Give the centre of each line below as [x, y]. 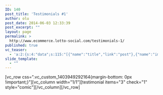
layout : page [18, 32]
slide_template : [21, 59]
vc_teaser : [16, 50]
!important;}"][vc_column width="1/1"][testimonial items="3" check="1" [76, 82]
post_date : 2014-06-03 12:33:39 [38, 23]
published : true [21, 45]
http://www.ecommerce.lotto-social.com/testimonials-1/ [67, 41]
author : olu [17, 18]
